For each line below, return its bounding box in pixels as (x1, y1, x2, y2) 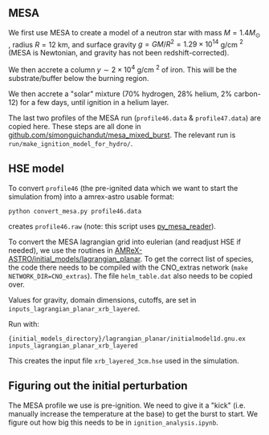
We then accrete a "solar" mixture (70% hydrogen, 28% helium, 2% (8, 88, 233, 99)
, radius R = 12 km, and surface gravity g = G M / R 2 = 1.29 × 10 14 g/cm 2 (8, 38, 243, 49)
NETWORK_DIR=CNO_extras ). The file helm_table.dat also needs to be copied (8, 270, 253, 280)
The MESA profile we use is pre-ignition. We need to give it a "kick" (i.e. (8, 400, 247, 410)
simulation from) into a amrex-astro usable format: (8, 192, 175, 201)
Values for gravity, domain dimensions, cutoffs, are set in (8, 295, 197, 304)
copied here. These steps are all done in (8, 121, 142, 131)
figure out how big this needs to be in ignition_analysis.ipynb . (8, 417, 218, 427)
